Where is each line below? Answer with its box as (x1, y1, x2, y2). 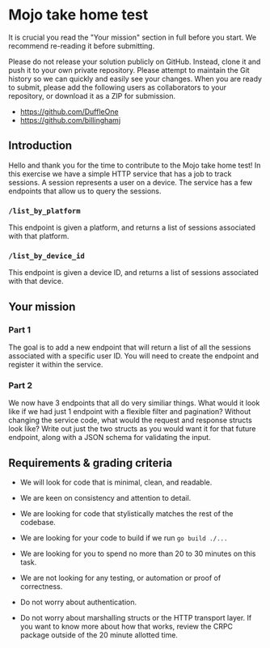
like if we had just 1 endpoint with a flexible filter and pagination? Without (8, 407, 251, 417)
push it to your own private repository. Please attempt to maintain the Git (8, 65, 250, 74)
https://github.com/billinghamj (19, 115, 121, 125)
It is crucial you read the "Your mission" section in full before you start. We (8, 32, 257, 42)
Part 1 (8, 324, 31, 335)
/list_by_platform (8, 206, 81, 215)
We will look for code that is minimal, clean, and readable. (19, 477, 213, 487)
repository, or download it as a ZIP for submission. (8, 91, 176, 100)
